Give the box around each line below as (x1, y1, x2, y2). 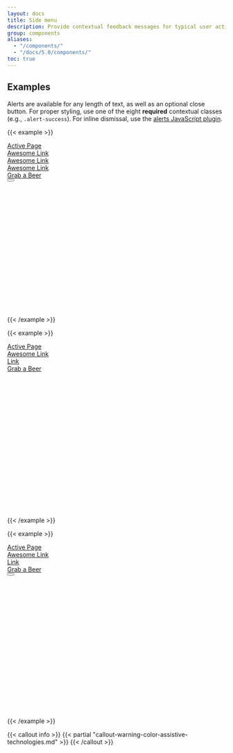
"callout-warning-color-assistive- (92, 730, 189, 738)
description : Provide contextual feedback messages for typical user (7, 23, 213, 30)
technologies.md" (7, 738, 58, 746)
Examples (7, 81, 51, 93)
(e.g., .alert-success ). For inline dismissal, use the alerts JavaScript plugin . (7, 114, 223, 122)
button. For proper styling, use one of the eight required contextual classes (7, 107, 223, 115)
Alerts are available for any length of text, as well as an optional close (7, 99, 205, 108)
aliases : (7, 36, 33, 43)
